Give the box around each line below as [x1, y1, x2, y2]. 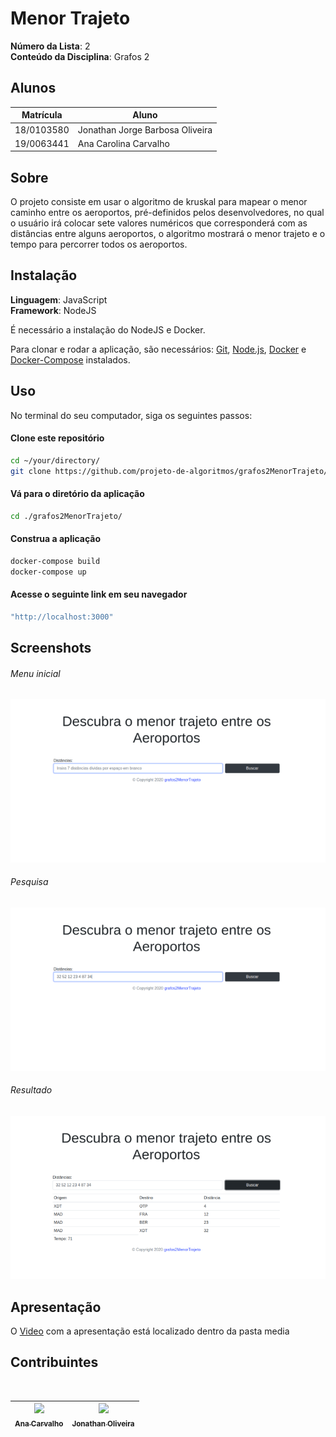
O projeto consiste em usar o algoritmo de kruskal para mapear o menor [10, 196, 308, 208]
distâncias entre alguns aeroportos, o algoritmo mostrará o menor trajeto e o [10, 228, 326, 240]
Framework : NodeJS [10, 304, 97, 316]
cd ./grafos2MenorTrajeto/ [10, 511, 123, 521]
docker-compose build [10, 556, 101, 566]
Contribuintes [10, 1354, 99, 1371]
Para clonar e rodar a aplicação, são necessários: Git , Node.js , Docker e [10, 343, 307, 355]
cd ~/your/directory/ [10, 455, 101, 466]
